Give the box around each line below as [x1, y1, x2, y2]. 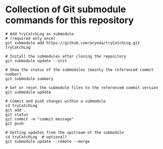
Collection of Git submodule [5, 4, 126, 15]
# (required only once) [5, 36, 56, 41]
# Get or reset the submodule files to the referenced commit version [5, 85, 158, 90]
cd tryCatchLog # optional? [5, 134, 67, 139]
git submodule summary [5, 76, 53, 81]
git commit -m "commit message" [5, 116, 74, 121]
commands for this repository [5, 14, 134, 26]
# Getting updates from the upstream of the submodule [5, 130, 124, 135]
